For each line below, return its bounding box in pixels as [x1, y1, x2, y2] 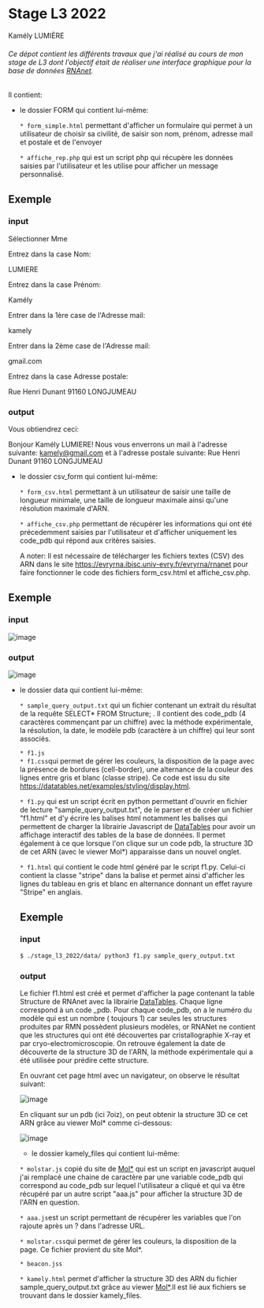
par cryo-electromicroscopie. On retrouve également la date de [19, 1038, 226, 1048]
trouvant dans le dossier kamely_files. [19, 1291, 142, 1300]
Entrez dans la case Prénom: [8, 279, 101, 289]
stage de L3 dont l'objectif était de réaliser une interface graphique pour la [8, 57, 252, 67]
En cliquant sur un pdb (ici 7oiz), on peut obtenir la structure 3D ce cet [19, 1109, 248, 1119]
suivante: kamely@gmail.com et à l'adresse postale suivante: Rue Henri [8, 448, 240, 458]
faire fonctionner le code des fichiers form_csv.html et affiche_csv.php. [19, 568, 251, 577]
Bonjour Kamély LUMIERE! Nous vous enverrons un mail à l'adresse [8, 439, 228, 450]
